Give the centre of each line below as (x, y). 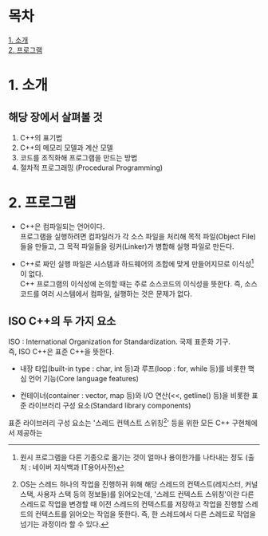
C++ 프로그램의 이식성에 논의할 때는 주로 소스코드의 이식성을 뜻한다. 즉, (131, 283)
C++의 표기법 (41, 137)
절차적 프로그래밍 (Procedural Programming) (91, 167)
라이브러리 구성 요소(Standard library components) (110, 406)
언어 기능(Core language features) (84, 379)
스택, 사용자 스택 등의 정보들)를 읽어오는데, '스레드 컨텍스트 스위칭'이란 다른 (137, 494)
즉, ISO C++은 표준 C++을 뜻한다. (61, 352)
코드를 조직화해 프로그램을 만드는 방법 (79, 157)
